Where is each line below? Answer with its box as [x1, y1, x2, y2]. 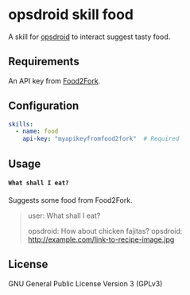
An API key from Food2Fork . [8, 76, 101, 85]
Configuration [8, 99, 79, 113]
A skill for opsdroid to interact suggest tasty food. [8, 32, 171, 41]
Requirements [8, 55, 79, 68]
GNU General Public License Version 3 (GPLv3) [8, 278, 163, 288]
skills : [8, 120, 34, 128]
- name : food [15, 127, 59, 136]
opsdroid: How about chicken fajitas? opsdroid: [27, 226, 183, 235]
